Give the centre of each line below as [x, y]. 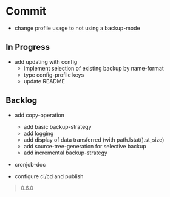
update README [44, 81]
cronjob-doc [30, 164]
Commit [26, 11]
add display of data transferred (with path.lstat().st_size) [94, 140]
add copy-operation [39, 115]
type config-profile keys [54, 75]
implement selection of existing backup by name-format [94, 68]
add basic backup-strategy [57, 126]
